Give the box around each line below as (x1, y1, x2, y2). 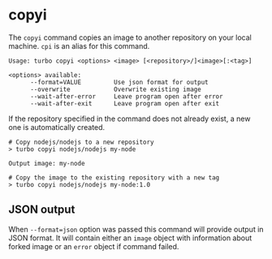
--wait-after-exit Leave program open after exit (29, 99, 220, 107)
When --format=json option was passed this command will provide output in (8, 224, 264, 234)
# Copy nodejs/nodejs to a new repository (8, 138, 154, 146)
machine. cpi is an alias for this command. (8, 41, 150, 50)
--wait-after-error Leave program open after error (29, 92, 223, 101)
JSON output (8, 203, 76, 217)
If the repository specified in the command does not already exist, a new (8, 114, 251, 123)
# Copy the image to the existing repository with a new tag (8, 173, 220, 182)
